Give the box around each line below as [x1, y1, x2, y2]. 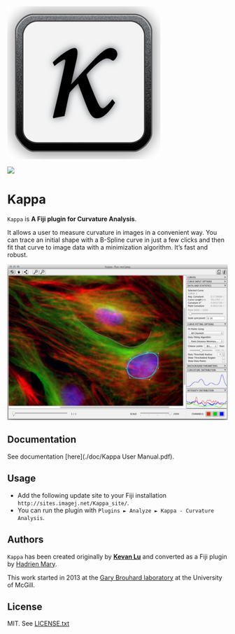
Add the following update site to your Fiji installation [17, 491, 166, 499]
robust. [7, 250, 28, 259]
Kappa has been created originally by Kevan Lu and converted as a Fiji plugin [7, 552, 227, 561]
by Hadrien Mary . [7, 559, 57, 568]
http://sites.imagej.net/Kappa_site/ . [17, 498, 129, 507]
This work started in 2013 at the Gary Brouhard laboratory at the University [7, 573, 222, 582]
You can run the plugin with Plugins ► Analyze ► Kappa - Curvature [17, 506, 215, 514]
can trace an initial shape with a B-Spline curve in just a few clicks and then [7, 236, 225, 244]
